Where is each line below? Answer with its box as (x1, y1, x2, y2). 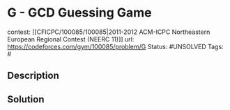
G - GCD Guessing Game (7, 5, 152, 21)
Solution (7, 93, 45, 105)
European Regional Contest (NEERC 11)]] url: (7, 35, 135, 43)
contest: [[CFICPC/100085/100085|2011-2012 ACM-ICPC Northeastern (7, 28, 210, 36)
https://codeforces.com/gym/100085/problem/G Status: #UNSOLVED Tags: (7, 42, 224, 51)
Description (7, 70, 59, 82)
